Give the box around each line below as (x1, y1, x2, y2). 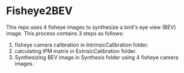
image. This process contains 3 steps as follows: (6, 29, 124, 36)
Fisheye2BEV (6, 4, 73, 18)
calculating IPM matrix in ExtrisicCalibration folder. (14, 47, 137, 54)
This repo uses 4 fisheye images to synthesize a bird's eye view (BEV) (6, 24, 176, 31)
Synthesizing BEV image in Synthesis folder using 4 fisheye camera (14, 54, 179, 61)
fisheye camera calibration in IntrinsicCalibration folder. (14, 41, 149, 48)
